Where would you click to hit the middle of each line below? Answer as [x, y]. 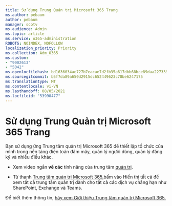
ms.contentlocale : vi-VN [32, 86]
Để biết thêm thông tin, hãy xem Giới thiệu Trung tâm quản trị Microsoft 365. [86, 198]
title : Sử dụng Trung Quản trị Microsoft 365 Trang [61, 10]
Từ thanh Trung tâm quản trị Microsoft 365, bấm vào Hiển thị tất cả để [86, 177]
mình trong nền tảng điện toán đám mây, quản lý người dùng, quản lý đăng [84, 152]
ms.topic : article [25, 34]
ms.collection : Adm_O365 [32, 53]
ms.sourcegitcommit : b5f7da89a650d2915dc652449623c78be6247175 [74, 77]
